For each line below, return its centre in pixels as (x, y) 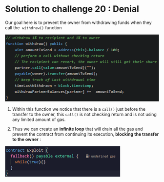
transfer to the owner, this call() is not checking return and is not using (84, 114)
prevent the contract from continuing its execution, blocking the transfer (85, 134)
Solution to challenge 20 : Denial (72, 9)
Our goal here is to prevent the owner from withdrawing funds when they (79, 22)
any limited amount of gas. (39, 119)
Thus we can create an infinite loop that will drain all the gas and (77, 129)
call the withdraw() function (33, 27)
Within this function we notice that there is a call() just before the (79, 109)
